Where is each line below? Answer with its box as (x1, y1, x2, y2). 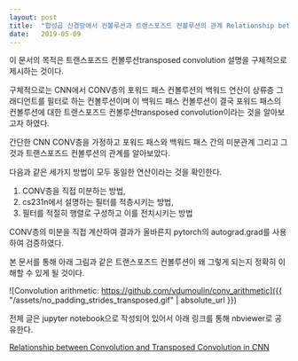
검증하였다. (25, 238, 65, 248)
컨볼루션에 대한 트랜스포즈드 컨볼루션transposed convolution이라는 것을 (9, 107, 262, 118)
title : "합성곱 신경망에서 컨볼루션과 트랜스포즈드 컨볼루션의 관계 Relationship (9, 21, 275, 30)
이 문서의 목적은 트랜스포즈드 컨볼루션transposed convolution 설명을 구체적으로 (9, 55, 287, 66)
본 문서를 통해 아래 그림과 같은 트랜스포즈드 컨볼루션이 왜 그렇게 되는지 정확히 (9, 256, 277, 267)
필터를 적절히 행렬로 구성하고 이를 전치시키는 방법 (21, 208, 193, 218)
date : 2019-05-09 (9, 29, 82, 38)
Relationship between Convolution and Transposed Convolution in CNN (9, 342, 271, 353)
